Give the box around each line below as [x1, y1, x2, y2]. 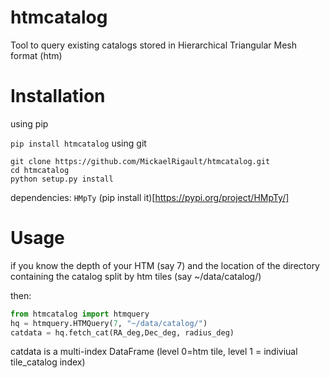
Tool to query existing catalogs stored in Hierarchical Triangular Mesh [10, 39, 298, 51]
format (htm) [10, 49, 63, 61]
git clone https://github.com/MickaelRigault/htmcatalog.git [10, 156, 271, 166]
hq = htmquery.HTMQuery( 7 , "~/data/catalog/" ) [10, 318, 208, 328]
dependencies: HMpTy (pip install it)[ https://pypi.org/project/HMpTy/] [10, 191, 290, 203]
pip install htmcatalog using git [10, 137, 147, 149]
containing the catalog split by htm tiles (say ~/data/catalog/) [10, 270, 262, 282]
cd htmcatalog [10, 165, 70, 175]
